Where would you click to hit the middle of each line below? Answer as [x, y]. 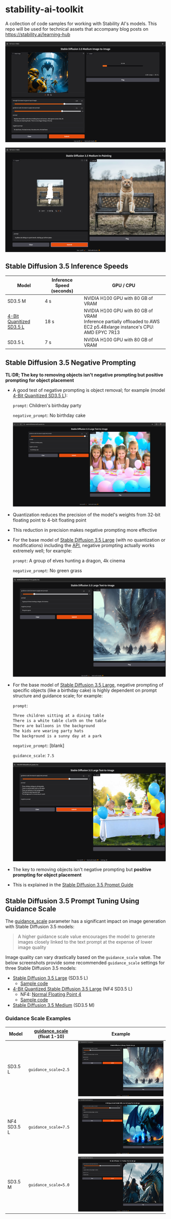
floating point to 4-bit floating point [49, 520]
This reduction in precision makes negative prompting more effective [85, 530]
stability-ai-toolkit [45, 9]
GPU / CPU [124, 285]
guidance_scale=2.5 [49, 1070]
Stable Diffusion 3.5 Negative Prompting [71, 362]
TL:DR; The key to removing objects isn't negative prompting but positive [84, 374]
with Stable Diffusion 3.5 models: [40, 927]
